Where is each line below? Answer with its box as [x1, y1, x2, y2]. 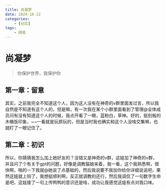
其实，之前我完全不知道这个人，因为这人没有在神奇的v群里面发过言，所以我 [5, 100, 159, 106]
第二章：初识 [5, 141, 44, 149]
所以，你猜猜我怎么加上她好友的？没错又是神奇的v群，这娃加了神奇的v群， [5, 154, 157, 160]
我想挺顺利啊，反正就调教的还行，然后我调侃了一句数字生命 [39, 173, 161, 179]
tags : [5, 26, 16, 31]
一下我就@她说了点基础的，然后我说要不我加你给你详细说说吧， [26, 167, 157, 173]
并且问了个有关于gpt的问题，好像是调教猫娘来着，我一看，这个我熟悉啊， [5, 161, 155, 167]
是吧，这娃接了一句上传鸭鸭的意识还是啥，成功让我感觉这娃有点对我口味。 [5, 179, 157, 185]
